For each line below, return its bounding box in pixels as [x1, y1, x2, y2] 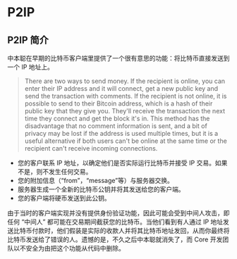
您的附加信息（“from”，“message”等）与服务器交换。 [17, 177, 174, 184]
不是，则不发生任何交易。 [17, 168, 92, 176]
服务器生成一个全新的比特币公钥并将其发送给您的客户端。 [17, 185, 185, 194]
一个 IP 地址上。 [7, 63, 54, 71]
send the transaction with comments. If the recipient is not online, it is [24, 92, 227, 100]
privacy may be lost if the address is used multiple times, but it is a [24, 129, 219, 137]
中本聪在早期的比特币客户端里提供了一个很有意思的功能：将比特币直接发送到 [7, 54, 230, 62]
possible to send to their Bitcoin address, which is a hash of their [24, 99, 213, 108]
